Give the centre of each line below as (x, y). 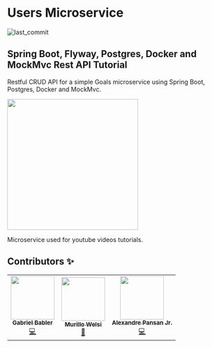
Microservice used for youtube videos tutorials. (75, 239)
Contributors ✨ (41, 262)
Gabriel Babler (33, 323)
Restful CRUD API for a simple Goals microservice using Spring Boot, (106, 82)
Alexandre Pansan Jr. (142, 323)
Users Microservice (66, 13)
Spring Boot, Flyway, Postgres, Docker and (102, 54)
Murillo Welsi (83, 325)
